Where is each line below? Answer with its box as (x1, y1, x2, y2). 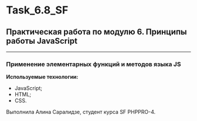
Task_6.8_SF (6, 4, 69, 17)
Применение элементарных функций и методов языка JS (6, 60, 181, 68)
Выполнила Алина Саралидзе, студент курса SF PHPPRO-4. (6, 109, 156, 116)
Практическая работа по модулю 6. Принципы (6, 27, 187, 37)
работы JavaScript (6, 36, 78, 46)
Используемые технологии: (6, 74, 79, 81)
